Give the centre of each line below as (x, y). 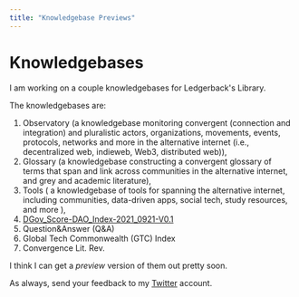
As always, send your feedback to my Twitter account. (111, 283)
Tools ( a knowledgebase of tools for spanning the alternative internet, (154, 190)
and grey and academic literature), (87, 180)
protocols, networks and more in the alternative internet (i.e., (135, 142)
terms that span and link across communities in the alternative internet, (155, 171)
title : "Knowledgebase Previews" (72, 18)
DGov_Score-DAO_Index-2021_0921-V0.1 (98, 219)
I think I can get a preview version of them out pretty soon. (119, 265)
